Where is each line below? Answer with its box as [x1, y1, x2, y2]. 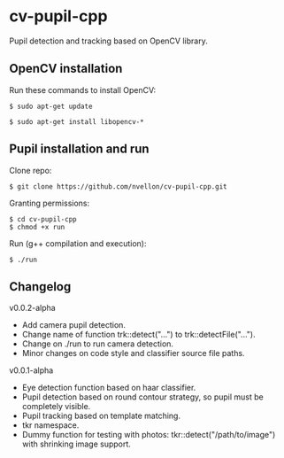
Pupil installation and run [9, 142, 150, 157]
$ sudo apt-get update [9, 102, 93, 111]
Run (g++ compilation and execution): [9, 237, 147, 249]
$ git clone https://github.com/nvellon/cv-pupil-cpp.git [9, 182, 227, 191]
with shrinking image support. [21, 439, 131, 449]
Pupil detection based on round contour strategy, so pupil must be [21, 392, 264, 402]
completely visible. [21, 401, 91, 412]
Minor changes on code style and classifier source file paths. [21, 348, 245, 359]
